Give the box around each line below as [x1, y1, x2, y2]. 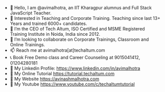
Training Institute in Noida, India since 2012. [10, 31, 100, 37]
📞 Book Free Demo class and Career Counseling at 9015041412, [10, 55, 140, 60]
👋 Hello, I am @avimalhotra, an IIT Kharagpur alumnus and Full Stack [10, 5, 152, 10]
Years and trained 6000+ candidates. [10, 20, 87, 26]
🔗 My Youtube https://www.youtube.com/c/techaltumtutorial [10, 81, 135, 87]
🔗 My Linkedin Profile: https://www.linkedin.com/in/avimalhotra [10, 65, 140, 71]
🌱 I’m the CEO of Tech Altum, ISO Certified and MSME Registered [10, 26, 145, 32]
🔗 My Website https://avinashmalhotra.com [10, 76, 99, 82]
